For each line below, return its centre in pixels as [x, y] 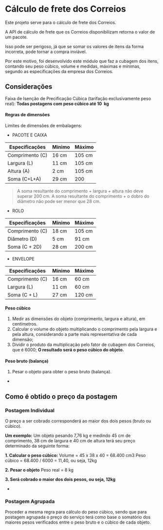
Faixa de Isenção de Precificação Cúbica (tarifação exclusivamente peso [78, 98]
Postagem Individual [30, 410]
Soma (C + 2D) [25, 247]
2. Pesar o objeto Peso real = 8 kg [39, 470]
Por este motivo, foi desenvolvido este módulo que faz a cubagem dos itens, [82, 61]
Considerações [29, 87]
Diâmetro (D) [22, 238]
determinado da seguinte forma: [37, 446]
